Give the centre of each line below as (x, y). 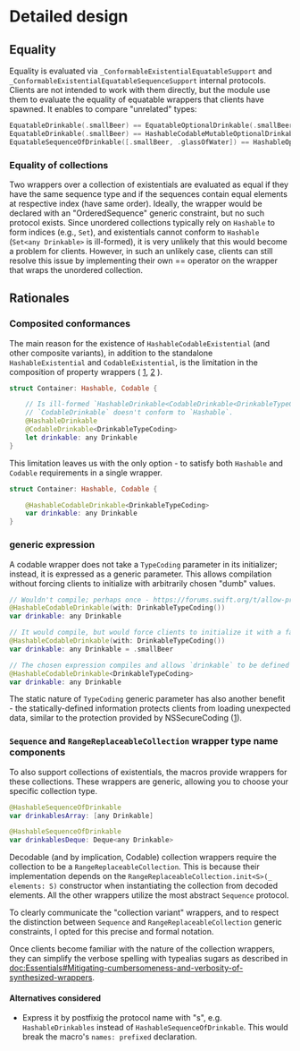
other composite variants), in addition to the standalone (111, 353)
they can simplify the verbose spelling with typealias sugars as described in (149, 959)
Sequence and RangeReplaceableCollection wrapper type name (144, 741)
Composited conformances (70, 324)
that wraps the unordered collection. (76, 269)
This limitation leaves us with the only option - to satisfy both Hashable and (146, 463)
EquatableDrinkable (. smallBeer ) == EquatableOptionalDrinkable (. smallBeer (151, 125)
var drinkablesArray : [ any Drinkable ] (81, 816)
